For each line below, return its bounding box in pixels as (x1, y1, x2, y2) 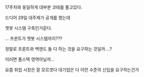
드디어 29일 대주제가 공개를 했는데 (5, 15, 71, 21)
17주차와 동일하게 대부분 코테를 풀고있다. (5, 4, 82, 10)
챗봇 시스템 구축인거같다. (5, 25, 52, 31)
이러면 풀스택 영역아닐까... (5, 56, 55, 62)
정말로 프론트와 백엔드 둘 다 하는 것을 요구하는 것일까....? (5, 46, 112, 51)
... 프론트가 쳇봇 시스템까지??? (5, 36, 62, 41)
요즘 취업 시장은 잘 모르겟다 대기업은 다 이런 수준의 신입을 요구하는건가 (5, 67, 139, 73)
